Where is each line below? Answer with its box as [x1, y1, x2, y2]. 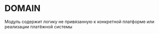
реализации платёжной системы [4, 23, 72, 29]
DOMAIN [4, 3, 41, 14]
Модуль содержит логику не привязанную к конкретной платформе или [4, 19, 155, 24]
